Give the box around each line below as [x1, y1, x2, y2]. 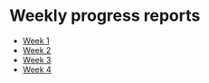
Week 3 [22, 54, 52, 65]
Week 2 [22, 44, 52, 55]
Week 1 [22, 35, 50, 46]
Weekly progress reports [9, 5, 201, 26]
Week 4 [22, 64, 52, 75]
